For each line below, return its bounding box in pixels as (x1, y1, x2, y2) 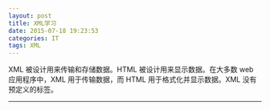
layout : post (8, 11, 52, 20)
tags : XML (8, 42, 42, 50)
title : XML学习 (8, 19, 57, 27)
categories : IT (8, 34, 59, 43)
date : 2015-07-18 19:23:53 (8, 26, 99, 35)
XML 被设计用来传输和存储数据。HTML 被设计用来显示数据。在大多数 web (8, 65, 254, 75)
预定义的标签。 (8, 85, 58, 95)
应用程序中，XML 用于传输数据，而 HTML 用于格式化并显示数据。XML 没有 (8, 75, 257, 84)
